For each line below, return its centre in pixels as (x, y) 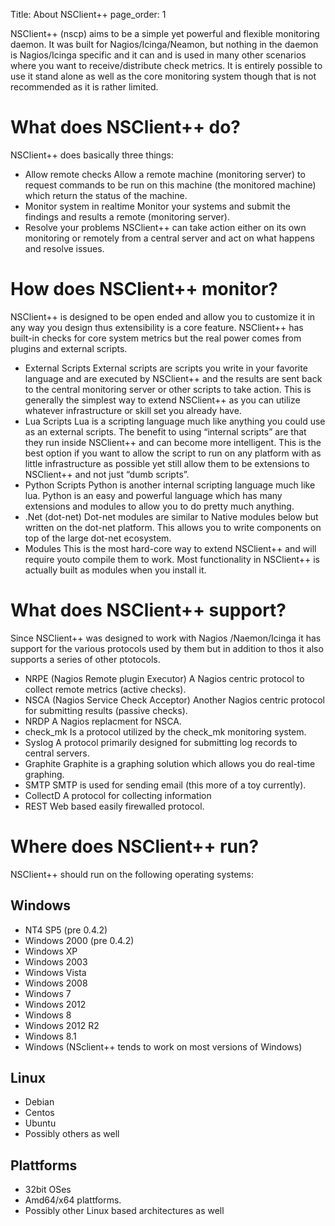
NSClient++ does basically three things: (92, 155)
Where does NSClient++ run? (135, 846)
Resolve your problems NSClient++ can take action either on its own (165, 227)
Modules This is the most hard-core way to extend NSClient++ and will (170, 548)
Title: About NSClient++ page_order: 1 (88, 14)
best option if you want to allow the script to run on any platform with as (173, 453)
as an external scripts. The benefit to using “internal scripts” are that (165, 431)
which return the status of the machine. (106, 195)
